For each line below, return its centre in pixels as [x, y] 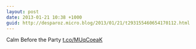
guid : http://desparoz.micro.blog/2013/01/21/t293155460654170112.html [98, 23]
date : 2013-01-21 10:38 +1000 [44, 17]
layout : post [23, 12]
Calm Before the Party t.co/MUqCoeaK [55, 40]
